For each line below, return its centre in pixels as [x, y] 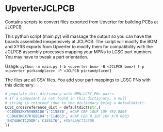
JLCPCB [13, 27]
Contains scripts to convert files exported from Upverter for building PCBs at [81, 22]
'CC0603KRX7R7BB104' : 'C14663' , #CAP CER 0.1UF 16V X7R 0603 [67, 117]
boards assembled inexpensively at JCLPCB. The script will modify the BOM [81, 41]
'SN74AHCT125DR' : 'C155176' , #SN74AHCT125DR [50, 121]
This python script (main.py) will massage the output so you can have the [78, 36]
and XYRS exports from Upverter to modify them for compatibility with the [79, 46]
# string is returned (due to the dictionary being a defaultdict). [76, 103]
